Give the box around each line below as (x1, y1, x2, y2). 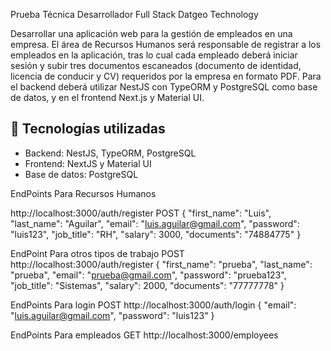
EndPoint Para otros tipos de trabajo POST (10, 247, 185, 259)
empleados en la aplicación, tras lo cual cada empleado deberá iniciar (10, 49, 298, 61)
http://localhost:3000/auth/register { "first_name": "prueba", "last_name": (10, 258, 313, 270)
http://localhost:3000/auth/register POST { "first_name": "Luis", (10, 207, 272, 219)
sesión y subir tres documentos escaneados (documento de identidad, (10, 60, 302, 71)
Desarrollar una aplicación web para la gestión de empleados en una (10, 28, 293, 39)
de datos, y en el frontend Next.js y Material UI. (10, 92, 205, 103)
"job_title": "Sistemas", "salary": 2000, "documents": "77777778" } (10, 279, 285, 291)
